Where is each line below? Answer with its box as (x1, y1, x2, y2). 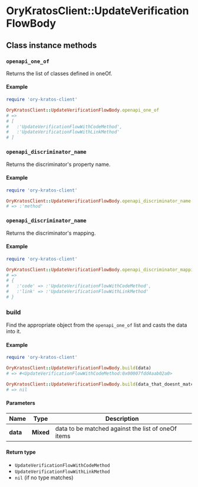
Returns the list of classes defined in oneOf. (6, 70, 113, 77)
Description (105, 415, 139, 423)
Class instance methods (6, 40, 97, 50)
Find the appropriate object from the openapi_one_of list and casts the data (6, 322, 187, 329)
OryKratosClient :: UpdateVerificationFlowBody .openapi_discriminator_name (6, 198, 192, 204)
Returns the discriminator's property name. (6, 161, 111, 168)
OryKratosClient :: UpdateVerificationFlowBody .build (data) (6, 365, 151, 371)
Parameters (6, 400, 35, 407)
